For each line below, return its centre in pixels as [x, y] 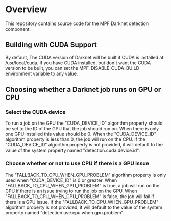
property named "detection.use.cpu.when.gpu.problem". [65, 212]
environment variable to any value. [42, 73]
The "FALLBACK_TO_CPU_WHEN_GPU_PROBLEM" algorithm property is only [86, 175]
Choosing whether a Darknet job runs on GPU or [83, 90]
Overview [26, 9]
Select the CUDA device [35, 112]
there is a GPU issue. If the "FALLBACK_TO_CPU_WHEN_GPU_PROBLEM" [82, 202]
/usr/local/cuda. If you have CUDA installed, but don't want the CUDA [78, 63]
